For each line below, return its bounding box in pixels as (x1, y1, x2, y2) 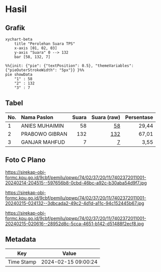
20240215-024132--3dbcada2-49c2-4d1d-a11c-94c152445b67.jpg (5, 200, 144, 206)
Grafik (5, 24, 25, 32)
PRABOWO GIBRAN (21, 130, 67, 137)
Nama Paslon (21, 114, 54, 121)
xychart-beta (5, 37, 33, 42)
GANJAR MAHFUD (21, 138, 65, 145)
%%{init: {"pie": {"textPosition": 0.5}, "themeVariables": (5, 63, 134, 68)
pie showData (5, 72, 33, 77)
